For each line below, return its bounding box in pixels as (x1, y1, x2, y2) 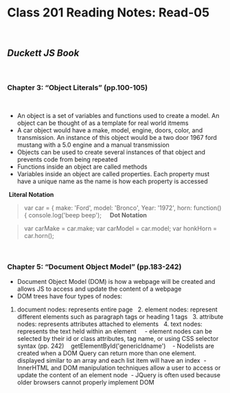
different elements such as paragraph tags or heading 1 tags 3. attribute (16, 313, 224, 321)
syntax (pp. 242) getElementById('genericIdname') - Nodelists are (16, 342, 215, 350)
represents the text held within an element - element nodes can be (16, 327, 213, 335)
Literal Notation (8, 191, 54, 199)
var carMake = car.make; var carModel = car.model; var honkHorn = (23, 224, 218, 233)
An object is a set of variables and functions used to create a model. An (16, 112, 220, 120)
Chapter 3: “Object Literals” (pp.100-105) (7, 82, 148, 92)
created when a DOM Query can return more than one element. (16, 349, 197, 357)
